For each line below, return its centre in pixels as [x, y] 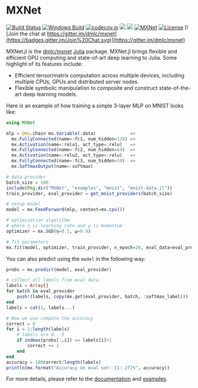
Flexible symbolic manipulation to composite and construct [86, 88]
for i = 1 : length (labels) [38, 329]
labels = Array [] [27, 286]
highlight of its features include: [44, 64]
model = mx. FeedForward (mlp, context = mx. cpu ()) [66, 210]
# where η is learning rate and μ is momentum [64, 226]
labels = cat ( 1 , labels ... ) [41, 308]
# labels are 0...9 [41, 335]
